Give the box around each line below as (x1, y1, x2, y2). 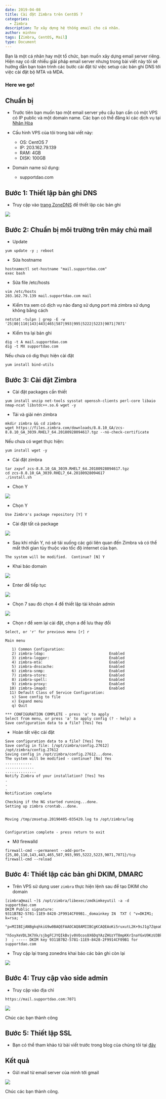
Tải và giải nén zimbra (12, 411, 57, 417)
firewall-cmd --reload (5, 857, 52, 862)
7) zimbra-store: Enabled (11, 672, 125, 678)
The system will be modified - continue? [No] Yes (5, 756, 112, 761)
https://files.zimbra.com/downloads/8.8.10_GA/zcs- (16, 425, 125, 430)
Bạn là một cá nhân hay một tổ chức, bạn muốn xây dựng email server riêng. (5, 53, 161, 59)
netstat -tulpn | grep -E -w (5, 317, 65, 322)
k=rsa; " (5, 915, 23, 921)
